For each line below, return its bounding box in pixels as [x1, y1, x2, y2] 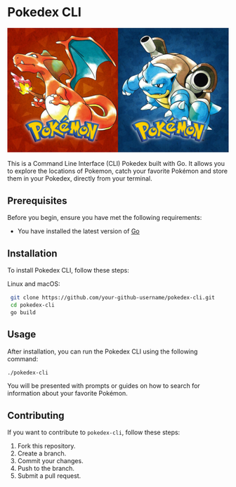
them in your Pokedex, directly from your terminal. [7, 174, 152, 183]
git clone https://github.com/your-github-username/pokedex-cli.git [10, 294, 216, 301]
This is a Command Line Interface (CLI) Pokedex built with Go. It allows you [7, 160, 225, 168]
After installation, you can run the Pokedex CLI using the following [7, 347, 198, 356]
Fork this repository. [17, 442, 76, 450]
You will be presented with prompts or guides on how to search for [7, 382, 200, 390]
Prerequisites [7, 195, 67, 207]
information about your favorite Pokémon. [7, 389, 128, 398]
